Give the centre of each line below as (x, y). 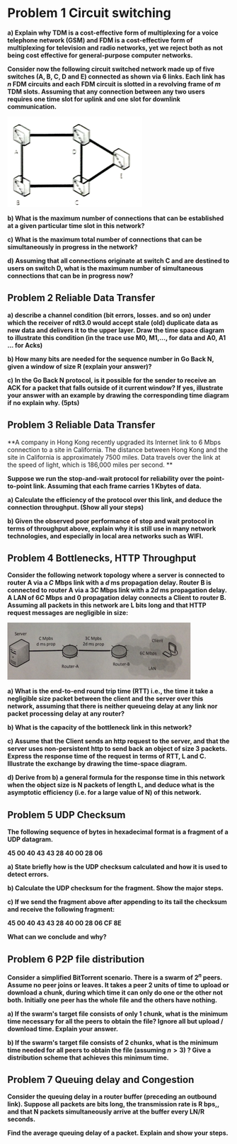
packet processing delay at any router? (66, 714)
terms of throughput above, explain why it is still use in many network (112, 528)
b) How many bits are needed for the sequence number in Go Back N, (111, 358)
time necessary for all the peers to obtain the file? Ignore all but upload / (115, 1021)
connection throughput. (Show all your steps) (76, 507)
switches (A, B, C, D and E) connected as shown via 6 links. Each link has (116, 77)
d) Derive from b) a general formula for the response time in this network (116, 778)
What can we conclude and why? (57, 937)
